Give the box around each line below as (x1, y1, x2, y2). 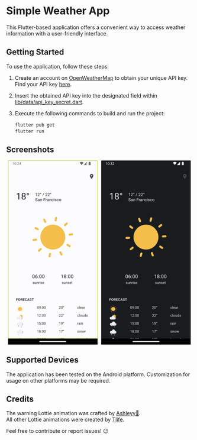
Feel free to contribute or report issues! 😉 (6, 428, 109, 435)
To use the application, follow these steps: (6, 63, 109, 70)
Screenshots (6, 144, 54, 154)
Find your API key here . (14, 80, 72, 88)
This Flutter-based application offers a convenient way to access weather (6, 24, 186, 31)
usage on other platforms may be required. (6, 377, 111, 384)
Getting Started (6, 47, 64, 57)
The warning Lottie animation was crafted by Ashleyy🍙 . (6, 410, 141, 417)
